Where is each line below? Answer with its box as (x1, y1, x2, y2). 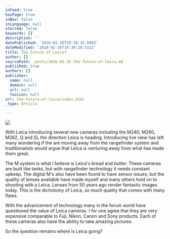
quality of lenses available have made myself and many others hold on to (5, 176, 157, 182)
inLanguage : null (5, 21, 42, 27)
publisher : (5, 73, 28, 78)
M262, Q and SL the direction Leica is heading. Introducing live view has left (5, 134, 164, 140)
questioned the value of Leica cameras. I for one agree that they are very (5, 208, 158, 214)
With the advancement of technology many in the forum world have (5, 203, 146, 209)
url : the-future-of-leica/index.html (5, 97, 85, 102)
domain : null (10, 82, 37, 87)
